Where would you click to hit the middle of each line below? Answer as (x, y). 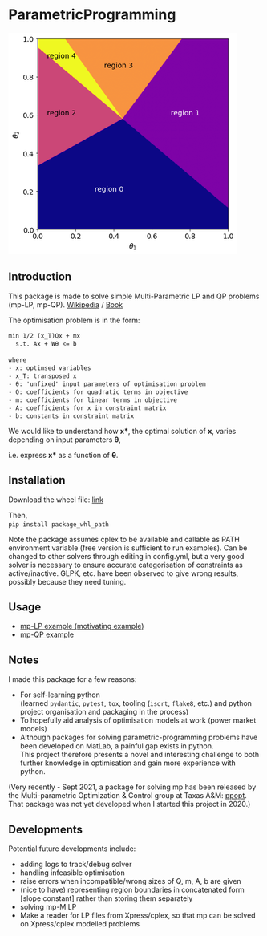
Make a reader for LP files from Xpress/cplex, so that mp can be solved (138, 915)
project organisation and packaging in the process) (104, 712)
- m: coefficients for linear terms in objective (93, 400)
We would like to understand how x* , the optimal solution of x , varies (122, 431)
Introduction (40, 277)
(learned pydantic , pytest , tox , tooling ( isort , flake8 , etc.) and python (136, 703)
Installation (37, 480)
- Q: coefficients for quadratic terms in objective (98, 392)
